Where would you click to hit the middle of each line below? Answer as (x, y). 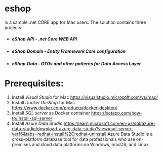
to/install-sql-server (32, 118)
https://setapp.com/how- (117, 113)
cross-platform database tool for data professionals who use (73, 139)
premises (21, 145)
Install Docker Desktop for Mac (43, 103)
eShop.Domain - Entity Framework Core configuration (69, 51)
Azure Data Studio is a (130, 134)
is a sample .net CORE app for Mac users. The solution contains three (75, 22)
